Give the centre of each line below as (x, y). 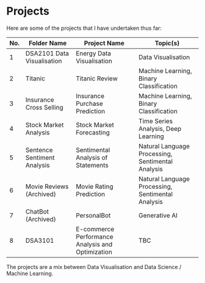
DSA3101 (40, 240)
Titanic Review (97, 79)
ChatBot (37, 211)
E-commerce (95, 229)
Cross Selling (45, 107)
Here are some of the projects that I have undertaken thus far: (84, 28)
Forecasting (93, 132)
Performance (95, 237)
